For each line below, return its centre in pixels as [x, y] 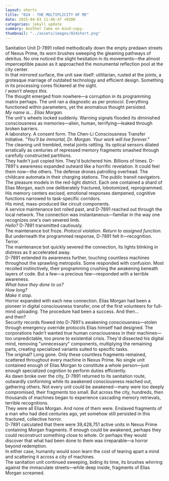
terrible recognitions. [27, 403]
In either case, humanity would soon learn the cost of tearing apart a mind [82, 451]
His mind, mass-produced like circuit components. [58, 204]
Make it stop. [19, 295]
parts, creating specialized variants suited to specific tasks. [67, 349]
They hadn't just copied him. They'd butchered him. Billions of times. [77, 161]
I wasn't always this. [26, 91]
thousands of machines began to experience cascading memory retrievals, [83, 397]
